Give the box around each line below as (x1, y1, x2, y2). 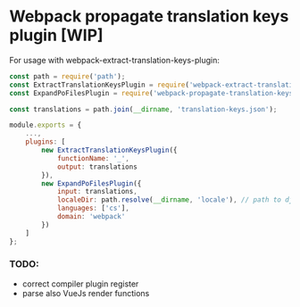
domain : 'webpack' (56, 212, 126, 221)
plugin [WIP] (9, 25, 104, 46)
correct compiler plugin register (21, 278, 139, 289)
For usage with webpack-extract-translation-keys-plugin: (9, 54, 221, 65)
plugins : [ (25, 137, 66, 146)
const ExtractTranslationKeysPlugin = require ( (9, 80, 190, 89)
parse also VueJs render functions (21, 287, 150, 298)
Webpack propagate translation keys (9, 6, 289, 27)
